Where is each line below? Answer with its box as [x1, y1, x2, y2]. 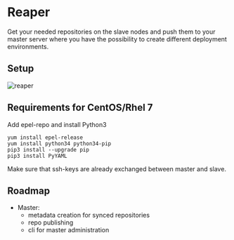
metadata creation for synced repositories [27, 211, 150, 220]
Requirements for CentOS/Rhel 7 [7, 102, 153, 114]
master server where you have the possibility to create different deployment [7, 34, 227, 43]
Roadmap [7, 185, 51, 196]
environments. [7, 42, 49, 51]
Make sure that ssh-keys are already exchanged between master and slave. [7, 164, 227, 173]
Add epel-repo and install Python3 [7, 120, 107, 128]
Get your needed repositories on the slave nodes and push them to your [7, 27, 216, 36]
